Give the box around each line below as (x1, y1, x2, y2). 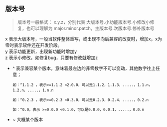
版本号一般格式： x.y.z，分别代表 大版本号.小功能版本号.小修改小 (17, 19, 151, 25)
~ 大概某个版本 (12, 116, 43, 122)
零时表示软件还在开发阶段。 (5, 42, 62, 48)
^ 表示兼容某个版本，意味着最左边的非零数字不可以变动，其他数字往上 (12, 65, 156, 71)
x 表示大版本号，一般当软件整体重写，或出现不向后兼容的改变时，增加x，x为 (5, 35, 162, 41)
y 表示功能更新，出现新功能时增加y (5, 48, 77, 54)
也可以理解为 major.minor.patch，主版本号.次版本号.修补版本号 (26, 25, 155, 31)
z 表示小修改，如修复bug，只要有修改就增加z (5, 54, 98, 60)
